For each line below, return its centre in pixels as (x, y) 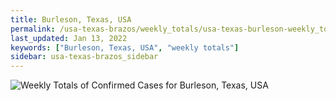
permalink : (33, 29)
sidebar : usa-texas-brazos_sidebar (84, 57)
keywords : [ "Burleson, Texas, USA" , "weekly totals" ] (125, 47)
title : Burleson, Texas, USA (71, 19)
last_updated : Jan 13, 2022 (69, 38)
